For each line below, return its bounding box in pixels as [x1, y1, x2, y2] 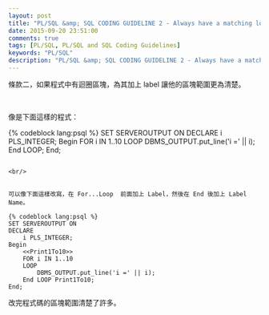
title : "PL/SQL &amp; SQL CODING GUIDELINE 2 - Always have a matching [8, 19, 252, 27]
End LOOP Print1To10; [22, 276, 94, 284]
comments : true [8, 34, 59, 42]
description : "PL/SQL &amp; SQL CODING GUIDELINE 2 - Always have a [8, 57, 242, 65]
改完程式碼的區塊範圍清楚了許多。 [8, 297, 121, 307]
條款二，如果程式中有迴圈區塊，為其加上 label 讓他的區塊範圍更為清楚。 [8, 79, 246, 89]
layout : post [8, 11, 52, 20]
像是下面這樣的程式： [8, 111, 78, 121]
